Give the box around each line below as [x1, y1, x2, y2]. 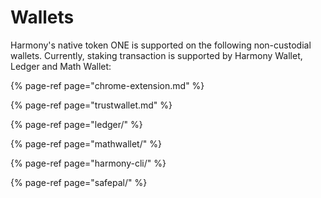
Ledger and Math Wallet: [10, 60, 112, 72]
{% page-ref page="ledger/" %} [10, 118, 143, 130]
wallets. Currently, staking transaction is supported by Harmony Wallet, [10, 49, 303, 61]
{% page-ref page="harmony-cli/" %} [10, 157, 167, 169]
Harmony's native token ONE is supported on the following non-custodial [10, 39, 312, 51]
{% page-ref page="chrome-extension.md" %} [10, 79, 205, 91]
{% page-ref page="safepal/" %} [10, 176, 148, 188]
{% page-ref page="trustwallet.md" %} [10, 99, 173, 111]
